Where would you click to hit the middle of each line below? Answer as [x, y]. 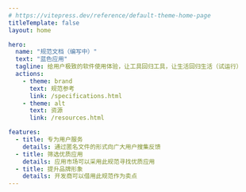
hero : [17, 44]
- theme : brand [48, 81]
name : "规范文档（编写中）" [56, 52]
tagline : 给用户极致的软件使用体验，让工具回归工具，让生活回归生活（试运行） [129, 67]
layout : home [30, 30]
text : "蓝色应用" [42, 59]
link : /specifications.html [76, 96]
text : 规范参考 [52, 88]
